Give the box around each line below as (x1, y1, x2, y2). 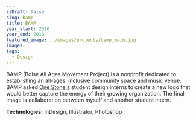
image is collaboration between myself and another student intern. (6, 96, 172, 103)
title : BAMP (6, 20, 36, 26)
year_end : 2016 (6, 31, 45, 38)
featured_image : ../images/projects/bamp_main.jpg (6, 37, 136, 43)
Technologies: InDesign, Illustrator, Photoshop (6, 108, 122, 115)
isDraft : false (6, 8, 45, 15)
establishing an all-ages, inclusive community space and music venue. (6, 77, 182, 84)
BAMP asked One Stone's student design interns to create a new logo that (6, 83, 191, 91)
